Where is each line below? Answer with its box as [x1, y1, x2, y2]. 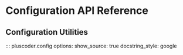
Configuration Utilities [5, 27, 89, 37]
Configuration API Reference [5, 4, 149, 17]
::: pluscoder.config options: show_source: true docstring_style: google [5, 42, 177, 49]
